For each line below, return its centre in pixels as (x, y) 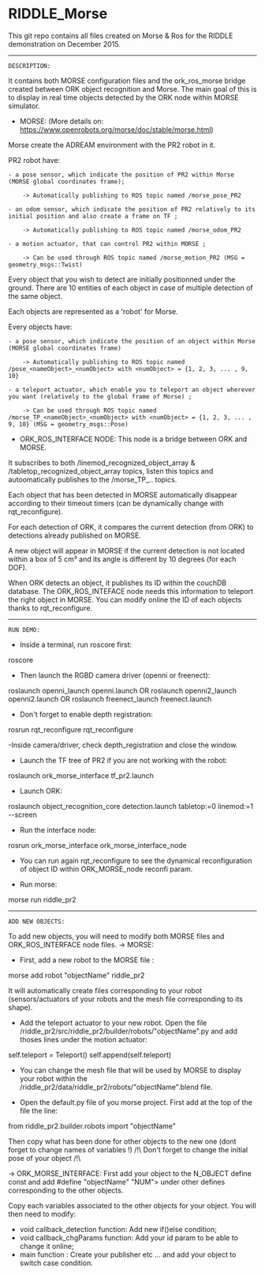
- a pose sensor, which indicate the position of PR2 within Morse (121, 175)
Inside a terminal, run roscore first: (76, 645)
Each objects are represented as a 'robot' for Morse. (93, 311)
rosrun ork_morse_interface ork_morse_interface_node (97, 845)
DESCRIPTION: (30, 66)
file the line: (39, 1110)
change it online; (47, 1246)
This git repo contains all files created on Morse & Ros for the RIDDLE (121, 36)
